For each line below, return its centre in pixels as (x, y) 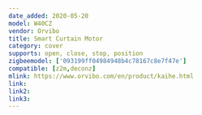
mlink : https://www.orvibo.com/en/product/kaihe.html (101, 76)
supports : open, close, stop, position (76, 53)
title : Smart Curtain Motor (56, 38)
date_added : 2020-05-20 (49, 16)
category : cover (36, 46)
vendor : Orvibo (34, 31)
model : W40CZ (30, 23)
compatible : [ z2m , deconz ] (52, 69)
